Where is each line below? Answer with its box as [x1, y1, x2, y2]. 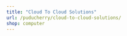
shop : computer [6, 20, 45, 26]
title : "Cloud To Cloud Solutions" [6, 9, 97, 15]
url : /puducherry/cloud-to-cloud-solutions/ [6, 15, 122, 21]
